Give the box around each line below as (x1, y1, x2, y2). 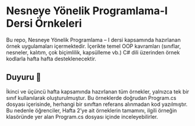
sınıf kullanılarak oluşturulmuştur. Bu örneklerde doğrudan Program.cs (6, 94, 177, 101)
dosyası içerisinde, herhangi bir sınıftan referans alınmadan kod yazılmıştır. (6, 101, 188, 108)
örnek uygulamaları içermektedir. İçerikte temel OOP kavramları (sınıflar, (6, 43, 181, 50)
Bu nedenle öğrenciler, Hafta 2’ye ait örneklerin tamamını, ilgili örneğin (6, 106, 177, 114)
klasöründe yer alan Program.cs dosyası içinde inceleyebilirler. (6, 113, 158, 120)
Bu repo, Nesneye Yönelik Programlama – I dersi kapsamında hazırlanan (6, 36, 181, 43)
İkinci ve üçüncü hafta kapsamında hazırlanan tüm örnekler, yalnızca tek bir (6, 88, 190, 95)
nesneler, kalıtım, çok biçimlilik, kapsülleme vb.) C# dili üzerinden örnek (6, 49, 180, 56)
